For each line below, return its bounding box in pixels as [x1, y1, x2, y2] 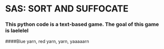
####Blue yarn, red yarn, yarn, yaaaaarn [5, 38, 89, 44]
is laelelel [5, 27, 29, 34]
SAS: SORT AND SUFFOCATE [5, 3, 129, 14]
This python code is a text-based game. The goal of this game [5, 21, 159, 28]
